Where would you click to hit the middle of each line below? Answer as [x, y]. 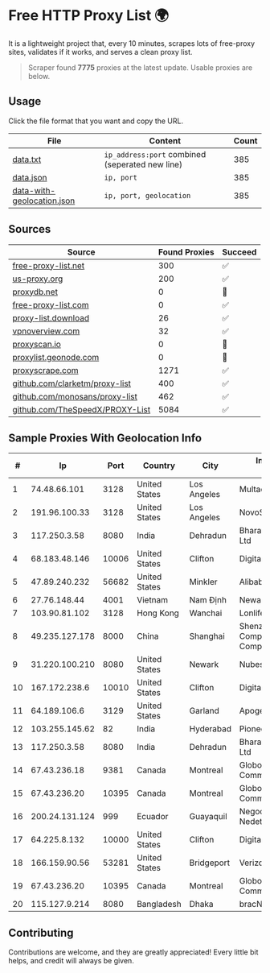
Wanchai [206, 613]
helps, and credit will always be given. [71, 961]
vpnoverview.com [46, 331]
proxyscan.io [37, 344]
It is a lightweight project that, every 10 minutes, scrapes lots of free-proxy [132, 43]
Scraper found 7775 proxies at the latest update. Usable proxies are [140, 67]
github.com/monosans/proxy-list [75, 396]
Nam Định [208, 600]
